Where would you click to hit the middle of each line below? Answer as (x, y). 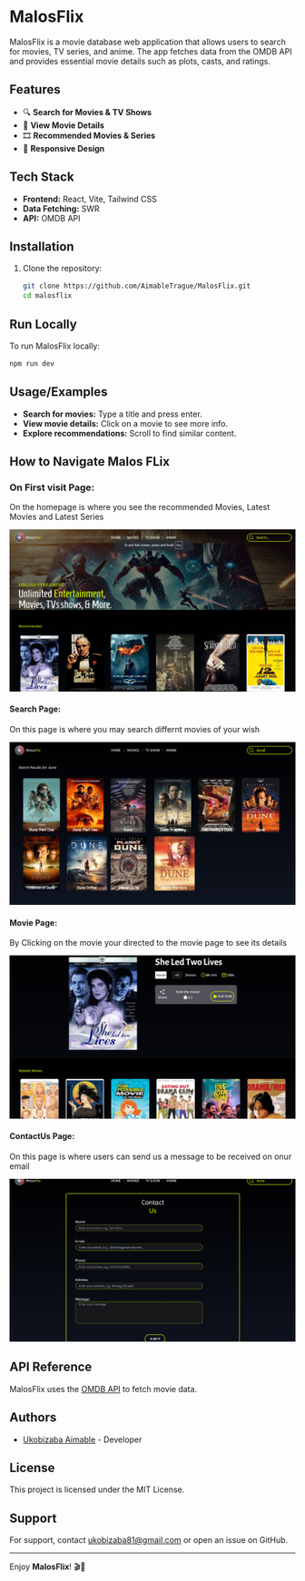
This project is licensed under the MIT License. (97, 1489)
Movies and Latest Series (57, 517)
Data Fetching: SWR (61, 208)
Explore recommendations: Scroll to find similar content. (129, 433)
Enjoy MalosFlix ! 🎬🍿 (48, 1566)
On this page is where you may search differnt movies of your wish (135, 729)
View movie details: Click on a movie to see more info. (125, 423)
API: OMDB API (51, 218)
